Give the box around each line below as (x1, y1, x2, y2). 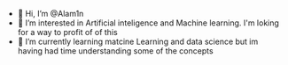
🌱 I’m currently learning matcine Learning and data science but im (17, 36, 259, 47)
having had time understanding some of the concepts (17, 46, 214, 56)
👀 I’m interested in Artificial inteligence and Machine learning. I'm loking (17, 18, 279, 28)
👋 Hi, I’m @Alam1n (17, 9, 84, 18)
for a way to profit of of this (17, 27, 118, 37)
